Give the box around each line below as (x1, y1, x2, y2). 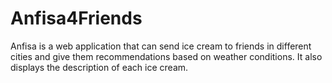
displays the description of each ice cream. (10, 61, 189, 73)
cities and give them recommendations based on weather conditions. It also (10, 50, 323, 62)
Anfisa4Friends (10, 7, 143, 30)
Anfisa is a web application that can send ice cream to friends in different (10, 40, 312, 52)
